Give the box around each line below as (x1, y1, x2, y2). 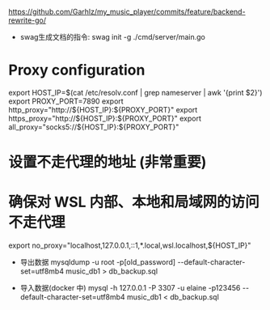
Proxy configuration (8, 61, 146, 79)
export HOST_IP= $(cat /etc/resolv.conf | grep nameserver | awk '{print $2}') (8, 87, 263, 97)
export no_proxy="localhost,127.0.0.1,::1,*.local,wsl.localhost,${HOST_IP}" (8, 240, 251, 250)
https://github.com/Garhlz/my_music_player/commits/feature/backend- (8, 7, 246, 16)
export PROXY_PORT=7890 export (8, 96, 124, 106)
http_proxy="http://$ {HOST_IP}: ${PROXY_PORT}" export (8, 104, 198, 114)
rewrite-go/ (8, 15, 47, 25)
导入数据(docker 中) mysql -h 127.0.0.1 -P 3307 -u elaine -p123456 (19, 283, 241, 293)
